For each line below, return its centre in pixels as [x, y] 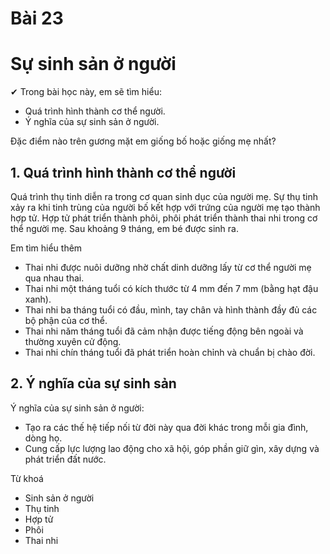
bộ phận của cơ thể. [66, 320]
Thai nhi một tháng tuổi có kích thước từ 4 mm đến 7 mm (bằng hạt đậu [171, 288]
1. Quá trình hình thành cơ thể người [123, 172]
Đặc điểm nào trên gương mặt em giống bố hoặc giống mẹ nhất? [143, 141]
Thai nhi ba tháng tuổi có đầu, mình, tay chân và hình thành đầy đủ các [171, 309]
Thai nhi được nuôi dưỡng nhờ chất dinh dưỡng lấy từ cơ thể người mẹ [168, 267]
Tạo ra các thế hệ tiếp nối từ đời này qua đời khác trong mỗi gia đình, [166, 427]
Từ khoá [27, 478]
